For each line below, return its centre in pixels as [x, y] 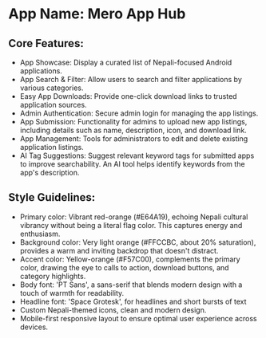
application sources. [53, 105]
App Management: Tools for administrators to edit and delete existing [134, 139]
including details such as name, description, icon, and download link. [133, 130]
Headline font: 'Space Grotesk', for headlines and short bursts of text [133, 301]
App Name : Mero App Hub [97, 14]
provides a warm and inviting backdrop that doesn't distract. [119, 250]
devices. [34, 327]
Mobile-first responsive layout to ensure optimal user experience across [138, 318]
